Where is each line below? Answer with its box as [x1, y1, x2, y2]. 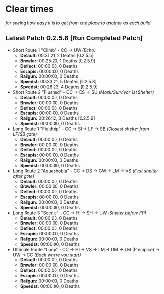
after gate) [12, 173, 35, 179]
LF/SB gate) [12, 131, 37, 137]
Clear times [5, 3, 54, 15]
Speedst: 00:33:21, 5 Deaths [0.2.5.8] [20, 78, 97, 84]
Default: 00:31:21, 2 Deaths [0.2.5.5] [20, 52, 94, 58]
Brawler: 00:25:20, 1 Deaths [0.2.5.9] [20, 58, 96, 64]
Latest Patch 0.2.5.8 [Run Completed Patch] [5, 34, 143, 42]
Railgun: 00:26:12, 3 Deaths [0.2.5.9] [20, 115, 95, 121]
